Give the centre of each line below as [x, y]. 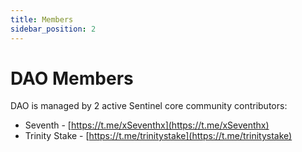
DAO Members [72, 78]
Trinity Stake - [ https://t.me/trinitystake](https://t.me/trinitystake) [158, 136]
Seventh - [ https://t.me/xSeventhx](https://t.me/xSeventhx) [147, 125]
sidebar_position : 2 [53, 29]
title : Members [42, 19]
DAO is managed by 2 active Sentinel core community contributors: [149, 106]
